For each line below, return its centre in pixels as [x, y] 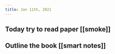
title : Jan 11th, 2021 [28, 9]
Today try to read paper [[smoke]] [58, 29]
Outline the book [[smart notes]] [56, 46]
